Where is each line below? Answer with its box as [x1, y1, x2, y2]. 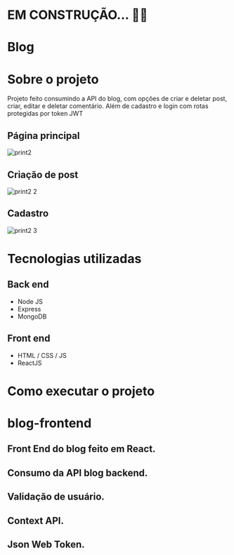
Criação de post [7, 168, 79, 180]
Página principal [7, 130, 80, 142]
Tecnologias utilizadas [7, 250, 142, 267]
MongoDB [17, 312, 47, 321]
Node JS [17, 297, 44, 305]
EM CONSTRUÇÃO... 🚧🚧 [7, 7, 148, 23]
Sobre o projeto [7, 71, 99, 87]
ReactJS [17, 359, 42, 367]
